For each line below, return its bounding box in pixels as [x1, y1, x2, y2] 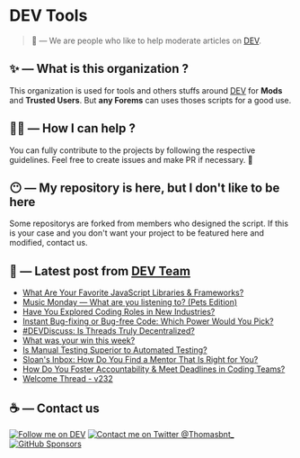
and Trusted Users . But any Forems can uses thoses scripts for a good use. [9, 94, 292, 105]
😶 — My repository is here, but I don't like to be [9, 180, 280, 195]
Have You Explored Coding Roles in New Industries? [22, 307, 216, 318]
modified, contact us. [9, 238, 88, 248]
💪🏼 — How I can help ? [9, 121, 137, 136]
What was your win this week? [22, 335, 136, 346]
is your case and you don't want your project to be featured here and [9, 228, 265, 238]
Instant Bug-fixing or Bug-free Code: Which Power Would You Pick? [22, 316, 274, 327]
